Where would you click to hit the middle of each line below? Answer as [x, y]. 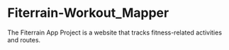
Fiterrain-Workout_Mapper [88, 13]
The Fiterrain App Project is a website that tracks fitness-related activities [114, 32]
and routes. [24, 39]
